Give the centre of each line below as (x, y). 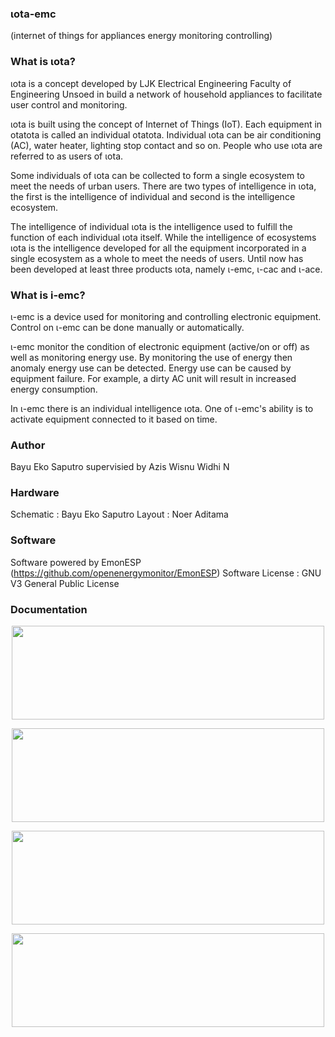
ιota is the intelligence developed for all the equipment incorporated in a (158, 248)
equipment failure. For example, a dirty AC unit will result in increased (153, 378)
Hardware (35, 493)
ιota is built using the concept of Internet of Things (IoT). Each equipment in (166, 124)
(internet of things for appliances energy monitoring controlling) (141, 36)
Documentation (49, 609)
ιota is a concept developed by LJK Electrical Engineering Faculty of (151, 83)
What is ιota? (43, 62)
